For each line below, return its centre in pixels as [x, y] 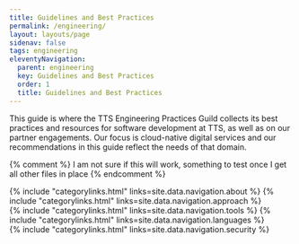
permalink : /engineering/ [57, 26]
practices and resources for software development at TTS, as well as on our [149, 127]
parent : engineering [56, 68]
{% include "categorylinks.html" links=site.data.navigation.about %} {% [142, 191]
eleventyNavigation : [48, 59]
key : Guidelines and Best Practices [86, 76]
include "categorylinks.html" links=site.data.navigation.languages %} [137, 220]
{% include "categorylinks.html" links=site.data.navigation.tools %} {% [140, 210]
